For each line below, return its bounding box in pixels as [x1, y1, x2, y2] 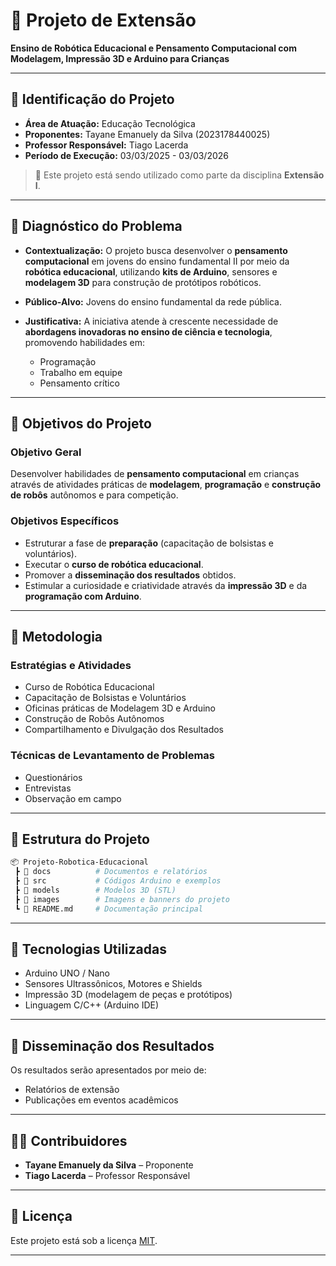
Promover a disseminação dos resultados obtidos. [24, 569, 237, 581]
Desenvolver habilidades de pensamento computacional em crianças [10, 468, 300, 480]
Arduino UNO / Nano [24, 967, 111, 979]
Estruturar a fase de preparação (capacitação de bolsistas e [24, 537, 274, 549]
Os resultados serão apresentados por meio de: [10, 1064, 207, 1076]
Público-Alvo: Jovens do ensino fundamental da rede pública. [24, 295, 283, 308]
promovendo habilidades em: [24, 336, 145, 348]
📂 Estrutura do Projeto [10, 830, 150, 848]
